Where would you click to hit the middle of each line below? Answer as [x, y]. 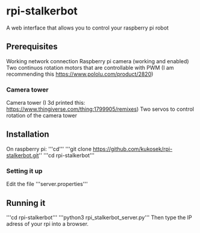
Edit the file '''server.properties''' [47, 184]
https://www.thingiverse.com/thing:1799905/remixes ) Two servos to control [100, 109]
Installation [28, 135]
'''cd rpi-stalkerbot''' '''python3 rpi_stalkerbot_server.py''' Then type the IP [99, 217]
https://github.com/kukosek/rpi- [133, 149]
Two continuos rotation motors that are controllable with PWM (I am [90, 67]
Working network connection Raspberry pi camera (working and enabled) [98, 61]
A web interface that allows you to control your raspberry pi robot [87, 28]
